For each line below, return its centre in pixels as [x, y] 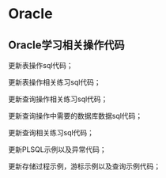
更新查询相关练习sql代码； [51, 133]
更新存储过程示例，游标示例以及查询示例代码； [84, 166]
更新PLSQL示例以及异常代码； [57, 150]
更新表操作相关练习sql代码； [55, 82]
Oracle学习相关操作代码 [66, 45]
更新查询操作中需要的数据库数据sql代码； [75, 116]
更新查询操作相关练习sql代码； [58, 99]
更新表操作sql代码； [41, 65]
